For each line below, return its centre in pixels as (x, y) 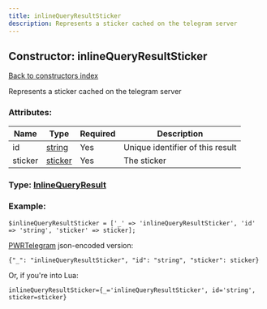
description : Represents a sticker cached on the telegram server (123, 24)
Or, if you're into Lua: (43, 275)
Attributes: (30, 113)
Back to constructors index (54, 76)
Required (98, 133)
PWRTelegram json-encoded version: (71, 245)
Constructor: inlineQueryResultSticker (108, 56)
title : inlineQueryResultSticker (65, 16)
